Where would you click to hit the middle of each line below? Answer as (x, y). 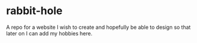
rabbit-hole (34, 11)
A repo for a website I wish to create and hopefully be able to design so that (98, 27)
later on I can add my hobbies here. (49, 33)
